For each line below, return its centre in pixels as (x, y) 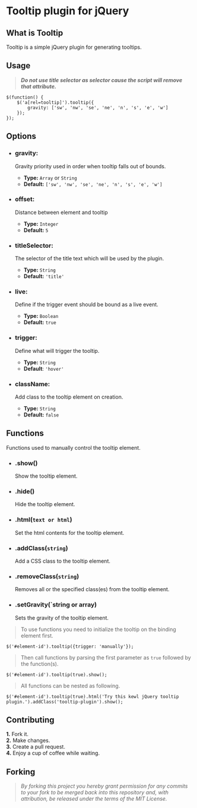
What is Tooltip (35, 33)
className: (32, 384)
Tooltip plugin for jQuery (68, 11)
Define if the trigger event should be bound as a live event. (86, 305)
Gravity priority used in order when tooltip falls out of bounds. (90, 166)
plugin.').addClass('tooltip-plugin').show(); (65, 702)
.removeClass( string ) (47, 576)
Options (21, 136)
